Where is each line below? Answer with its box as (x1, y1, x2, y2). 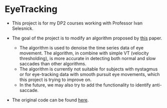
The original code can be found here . (12, 96, 89, 103)
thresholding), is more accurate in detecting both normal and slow (19, 55, 156, 61)
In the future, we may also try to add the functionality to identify (19, 81, 151, 88)
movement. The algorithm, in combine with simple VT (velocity (19, 50, 149, 56)
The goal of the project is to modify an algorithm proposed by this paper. (12, 35, 162, 41)
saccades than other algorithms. (19, 60, 87, 66)
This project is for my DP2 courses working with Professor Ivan (12, 20, 143, 26)
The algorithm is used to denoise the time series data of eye (19, 44, 144, 50)
